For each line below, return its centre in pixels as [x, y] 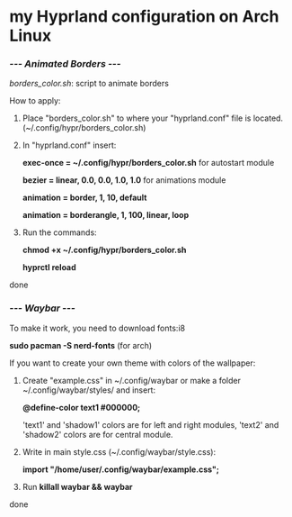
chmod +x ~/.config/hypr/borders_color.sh [104, 250]
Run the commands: [59, 232]
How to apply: [35, 101]
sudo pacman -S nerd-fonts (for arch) [81, 345]
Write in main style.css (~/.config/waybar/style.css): [119, 451]
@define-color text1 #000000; [81, 407]
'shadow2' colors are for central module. [97, 434]
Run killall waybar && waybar [77, 486]
